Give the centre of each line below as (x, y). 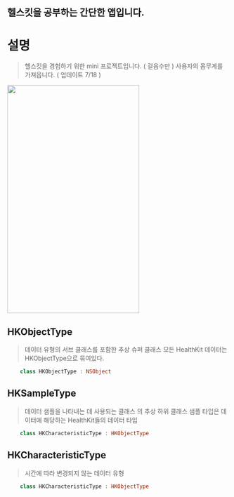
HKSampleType (42, 393)
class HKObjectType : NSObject (66, 372)
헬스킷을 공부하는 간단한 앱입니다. (76, 13)
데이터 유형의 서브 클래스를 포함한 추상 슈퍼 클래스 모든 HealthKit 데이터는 (126, 350)
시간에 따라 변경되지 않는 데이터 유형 (74, 473)
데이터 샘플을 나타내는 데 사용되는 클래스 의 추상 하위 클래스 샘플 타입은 (122, 411)
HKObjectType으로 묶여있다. (64, 358)
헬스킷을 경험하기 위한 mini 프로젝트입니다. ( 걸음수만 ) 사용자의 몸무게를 (124, 66)
